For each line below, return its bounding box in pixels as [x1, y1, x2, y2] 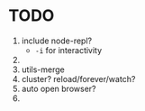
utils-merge [21, 64, 65, 75]
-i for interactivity [34, 44, 103, 55]
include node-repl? [21, 35, 92, 46]
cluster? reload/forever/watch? [21, 73, 136, 84]
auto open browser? [21, 83, 96, 94]
